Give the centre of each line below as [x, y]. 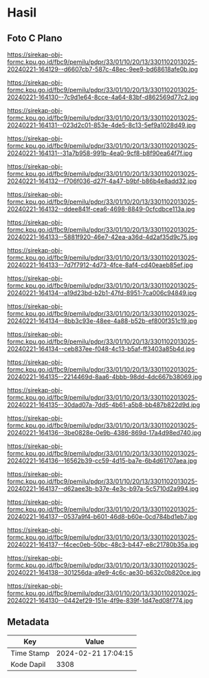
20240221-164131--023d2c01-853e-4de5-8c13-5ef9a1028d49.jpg [101, 125]
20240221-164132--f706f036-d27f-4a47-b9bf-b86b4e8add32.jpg [102, 181]
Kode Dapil [28, 664]
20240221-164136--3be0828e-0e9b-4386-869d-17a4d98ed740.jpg [104, 433]
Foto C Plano [35, 38]
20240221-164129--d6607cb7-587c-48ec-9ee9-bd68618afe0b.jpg [102, 69]
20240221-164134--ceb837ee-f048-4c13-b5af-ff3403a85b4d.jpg [101, 349]
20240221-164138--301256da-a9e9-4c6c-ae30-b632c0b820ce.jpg [104, 572]
